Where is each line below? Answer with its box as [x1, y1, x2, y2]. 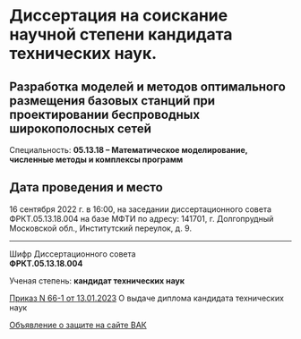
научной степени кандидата [9, 24, 233, 45]
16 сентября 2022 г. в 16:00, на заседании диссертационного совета [9, 203, 271, 215]
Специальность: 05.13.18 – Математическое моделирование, [9, 145, 248, 155]
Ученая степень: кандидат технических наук [9, 275, 185, 286]
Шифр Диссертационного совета [9, 248, 136, 259]
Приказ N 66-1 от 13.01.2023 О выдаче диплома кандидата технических [9, 292, 285, 303]
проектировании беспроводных [9, 106, 200, 122]
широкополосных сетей [9, 121, 152, 136]
